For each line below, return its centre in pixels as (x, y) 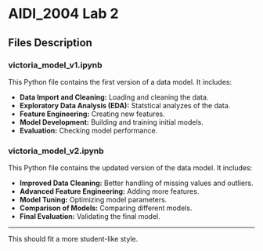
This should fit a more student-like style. (73, 239)
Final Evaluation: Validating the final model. (90, 216)
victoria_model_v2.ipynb (56, 151)
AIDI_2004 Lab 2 (63, 14)
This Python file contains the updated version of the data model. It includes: (130, 168)
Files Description (50, 43)
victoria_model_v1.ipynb (56, 65)
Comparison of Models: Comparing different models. (106, 208)
